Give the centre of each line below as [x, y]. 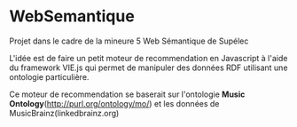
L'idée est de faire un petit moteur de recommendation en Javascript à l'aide [148, 58]
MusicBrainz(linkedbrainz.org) [64, 113]
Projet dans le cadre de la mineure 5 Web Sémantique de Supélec [129, 41]
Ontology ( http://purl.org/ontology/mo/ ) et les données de [114, 103]
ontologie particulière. [49, 76]
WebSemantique [72, 16]
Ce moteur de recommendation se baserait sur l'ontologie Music [127, 94]
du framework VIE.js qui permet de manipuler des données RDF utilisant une [148, 67]
